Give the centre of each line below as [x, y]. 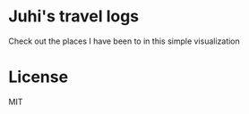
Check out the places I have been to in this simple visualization [124, 41]
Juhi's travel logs [74, 16]
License [39, 77]
